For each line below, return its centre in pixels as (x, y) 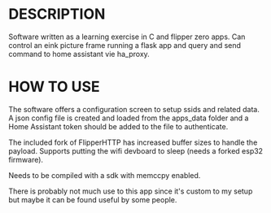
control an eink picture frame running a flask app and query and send (125, 45)
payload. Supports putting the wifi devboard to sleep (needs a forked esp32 (135, 150)
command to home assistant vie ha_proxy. (79, 54)
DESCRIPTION (57, 14)
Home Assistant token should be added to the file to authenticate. (118, 126)
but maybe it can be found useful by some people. (93, 199)
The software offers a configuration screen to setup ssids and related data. (134, 109)
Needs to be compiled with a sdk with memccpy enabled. (105, 175)
